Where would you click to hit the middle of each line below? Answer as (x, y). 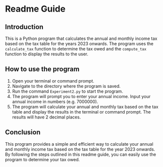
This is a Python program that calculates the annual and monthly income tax (81, 38)
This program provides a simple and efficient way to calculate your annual (79, 144)
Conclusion (23, 132)
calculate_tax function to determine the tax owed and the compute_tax (76, 49)
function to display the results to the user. (47, 54)
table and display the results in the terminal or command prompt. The (81, 112)
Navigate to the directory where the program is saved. (66, 86)
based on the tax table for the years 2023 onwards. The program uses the (79, 44)
